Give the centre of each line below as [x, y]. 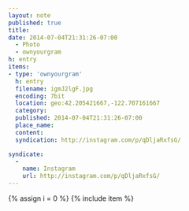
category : [31, 111]
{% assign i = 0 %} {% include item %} [71, 198]
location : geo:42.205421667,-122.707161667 [87, 103]
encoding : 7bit [40, 96]
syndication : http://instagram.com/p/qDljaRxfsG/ [98, 140]
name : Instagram [49, 169]
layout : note [30, 15]
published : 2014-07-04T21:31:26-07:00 [79, 118]
